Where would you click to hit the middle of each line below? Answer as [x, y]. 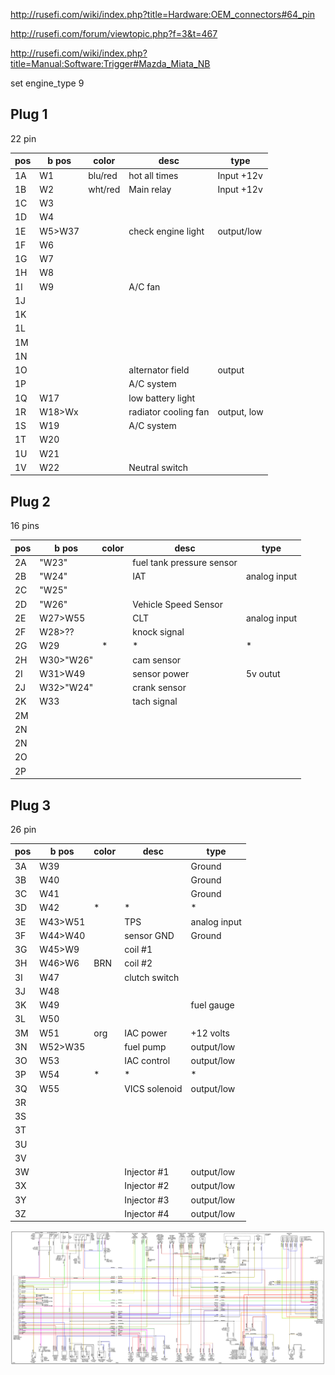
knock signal [158, 632]
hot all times [153, 175]
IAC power [146, 1033]
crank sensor [159, 688]
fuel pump [145, 1046]
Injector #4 [147, 1213]
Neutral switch [158, 467]
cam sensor [157, 660]
